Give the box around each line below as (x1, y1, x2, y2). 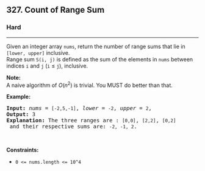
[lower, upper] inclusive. (6, 49, 70, 57)
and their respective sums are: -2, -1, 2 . (9, 123, 137, 130)
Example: (6, 93, 31, 100)
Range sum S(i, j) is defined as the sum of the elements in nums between (6, 55, 193, 63)
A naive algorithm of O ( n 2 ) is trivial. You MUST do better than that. (6, 80, 173, 89)
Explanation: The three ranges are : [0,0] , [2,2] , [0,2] (6, 117, 176, 124)
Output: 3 (6, 111, 35, 118)
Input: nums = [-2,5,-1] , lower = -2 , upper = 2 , (6, 105, 153, 112)
